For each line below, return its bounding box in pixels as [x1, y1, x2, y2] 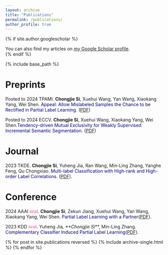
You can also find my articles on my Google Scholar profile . [5, 46, 130, 52]
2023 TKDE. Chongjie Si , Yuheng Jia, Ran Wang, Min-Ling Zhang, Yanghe [5, 162, 161, 169]
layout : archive [5, 7, 40, 13]
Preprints [5, 79, 46, 91]
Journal [5, 145, 39, 157]
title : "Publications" [5, 12, 54, 17]
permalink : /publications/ [5, 17, 63, 22]
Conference [5, 192, 57, 203]
